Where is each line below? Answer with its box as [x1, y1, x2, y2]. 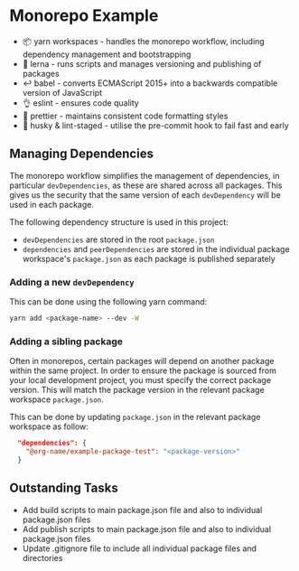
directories [22, 552, 63, 563]
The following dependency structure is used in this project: [9, 216, 229, 227]
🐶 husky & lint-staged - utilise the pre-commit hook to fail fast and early [22, 119, 289, 131]
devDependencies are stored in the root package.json [22, 234, 215, 245]
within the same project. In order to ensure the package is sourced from [9, 365, 277, 376]
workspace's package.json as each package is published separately [22, 253, 276, 264]
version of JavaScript [22, 87, 102, 98]
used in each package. [9, 199, 95, 210]
